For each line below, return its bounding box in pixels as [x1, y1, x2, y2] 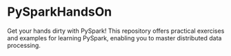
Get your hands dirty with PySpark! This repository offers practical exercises [7, 27, 225, 35]
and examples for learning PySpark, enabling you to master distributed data [7, 33, 222, 42]
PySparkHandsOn [7, 4, 112, 20]
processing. [7, 41, 41, 49]
